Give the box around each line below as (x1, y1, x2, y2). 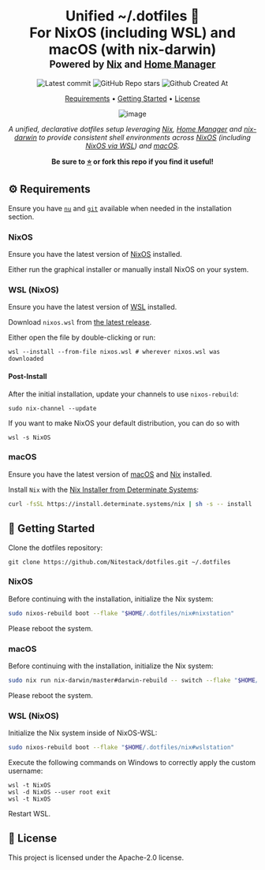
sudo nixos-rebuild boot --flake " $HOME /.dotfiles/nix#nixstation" (8, 609, 235, 617)
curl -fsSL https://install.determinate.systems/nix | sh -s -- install (8, 500, 252, 507)
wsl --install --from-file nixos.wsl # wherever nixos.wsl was (8, 348, 221, 356)
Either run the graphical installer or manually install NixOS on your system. (8, 265, 249, 274)
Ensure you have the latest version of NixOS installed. (8, 250, 183, 259)
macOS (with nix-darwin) (48, 41, 217, 58)
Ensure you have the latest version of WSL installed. (8, 303, 177, 312)
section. (8, 212, 35, 221)
